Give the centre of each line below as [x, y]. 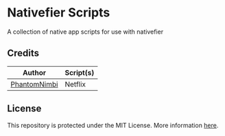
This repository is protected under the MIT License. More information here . [113, 125]
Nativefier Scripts [59, 13]
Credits [23, 53]
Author [35, 72]
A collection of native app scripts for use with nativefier [85, 32]
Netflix [75, 84]
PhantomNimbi [34, 84]
